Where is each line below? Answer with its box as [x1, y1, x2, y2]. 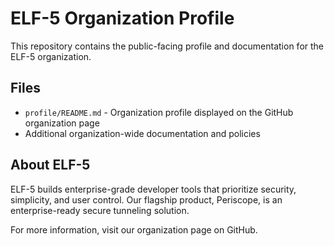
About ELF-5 [10, 157, 91, 174]
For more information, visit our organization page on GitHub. [10, 223, 258, 236]
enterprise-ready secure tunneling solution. [10, 204, 190, 216]
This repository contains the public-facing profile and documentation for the [10, 40, 325, 52]
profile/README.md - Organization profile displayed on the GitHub [24, 106, 294, 118]
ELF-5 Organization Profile [10, 7, 235, 30]
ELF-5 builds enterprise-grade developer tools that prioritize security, [10, 183, 297, 195]
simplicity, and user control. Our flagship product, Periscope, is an [10, 193, 283, 206]
